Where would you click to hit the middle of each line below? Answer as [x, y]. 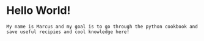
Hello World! [38, 11]
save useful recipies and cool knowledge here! [68, 32]
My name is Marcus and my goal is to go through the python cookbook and [102, 27]
